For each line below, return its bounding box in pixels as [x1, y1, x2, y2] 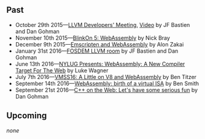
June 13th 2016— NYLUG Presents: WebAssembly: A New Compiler [15, 60, 185, 67]
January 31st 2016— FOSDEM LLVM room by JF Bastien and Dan [15, 47, 179, 54]
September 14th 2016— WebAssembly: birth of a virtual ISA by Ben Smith [15, 80, 199, 87]
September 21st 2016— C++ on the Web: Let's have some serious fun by [15, 86, 198, 94]
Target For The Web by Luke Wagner [15, 67, 109, 74]
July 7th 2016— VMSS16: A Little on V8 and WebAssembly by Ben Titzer [15, 73, 197, 80]
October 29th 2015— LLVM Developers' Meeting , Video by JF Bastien [15, 21, 190, 28]
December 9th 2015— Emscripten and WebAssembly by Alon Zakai [15, 40, 184, 48]
